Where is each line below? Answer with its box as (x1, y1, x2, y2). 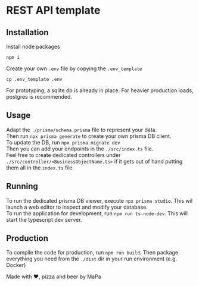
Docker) (6, 262, 26, 269)
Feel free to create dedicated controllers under (6, 151, 121, 158)
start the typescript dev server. (6, 216, 82, 223)
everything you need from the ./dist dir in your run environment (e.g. (6, 255, 178, 262)
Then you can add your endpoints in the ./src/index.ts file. (6, 145, 154, 152)
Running (6, 181, 39, 191)
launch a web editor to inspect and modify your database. (6, 203, 148, 210)
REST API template (6, 4, 101, 17)
